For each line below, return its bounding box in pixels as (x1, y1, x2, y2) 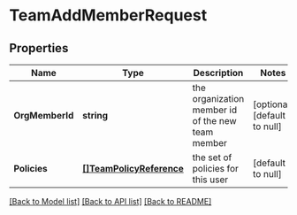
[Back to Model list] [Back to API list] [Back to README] (9, 196, 212, 206)
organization (192, 93, 245, 104)
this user (192, 173, 229, 186)
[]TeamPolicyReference (82, 163, 184, 174)
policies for (192, 163, 239, 174)
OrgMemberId (13, 110, 74, 121)
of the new (192, 115, 237, 127)
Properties (9, 41, 69, 56)
